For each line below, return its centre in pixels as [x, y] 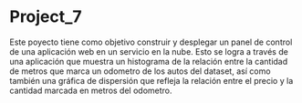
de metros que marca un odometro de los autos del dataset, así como [140, 71]
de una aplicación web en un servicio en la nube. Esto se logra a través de [149, 51]
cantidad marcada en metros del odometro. [91, 90]
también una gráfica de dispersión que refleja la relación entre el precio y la [151, 80]
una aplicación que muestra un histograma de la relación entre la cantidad [149, 61]
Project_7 [46, 17]
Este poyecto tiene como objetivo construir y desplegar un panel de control [151, 42]
